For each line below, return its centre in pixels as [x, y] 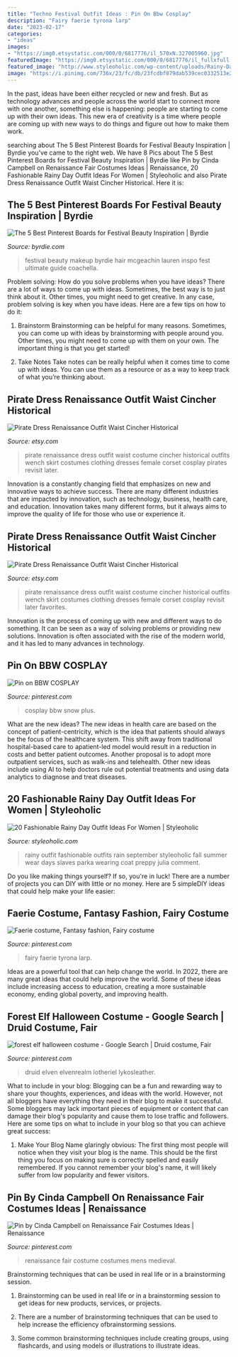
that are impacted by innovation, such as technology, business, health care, [118, 499]
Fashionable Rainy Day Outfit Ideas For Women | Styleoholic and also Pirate [118, 175]
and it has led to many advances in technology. [76, 643]
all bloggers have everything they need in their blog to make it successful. [115, 1101]
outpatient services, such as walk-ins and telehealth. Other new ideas [109, 761]
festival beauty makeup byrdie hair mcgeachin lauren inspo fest [117, 260]
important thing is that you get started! [74, 348]
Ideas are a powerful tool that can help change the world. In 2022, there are [118, 972]
